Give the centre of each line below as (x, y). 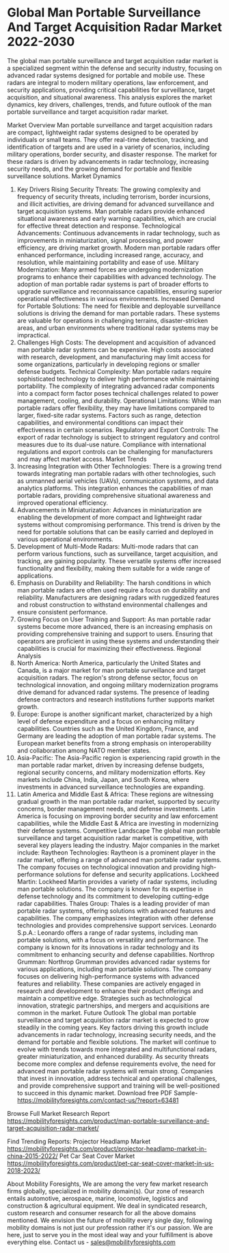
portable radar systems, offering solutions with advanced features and (116, 911)
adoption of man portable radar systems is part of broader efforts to (113, 284)
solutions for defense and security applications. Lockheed (137, 874)
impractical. (33, 335)
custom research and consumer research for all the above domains (102, 1213)
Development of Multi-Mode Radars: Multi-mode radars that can (108, 546)
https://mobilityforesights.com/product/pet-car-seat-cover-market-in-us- (110, 1163)
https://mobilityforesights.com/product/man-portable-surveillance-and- (108, 1121)
